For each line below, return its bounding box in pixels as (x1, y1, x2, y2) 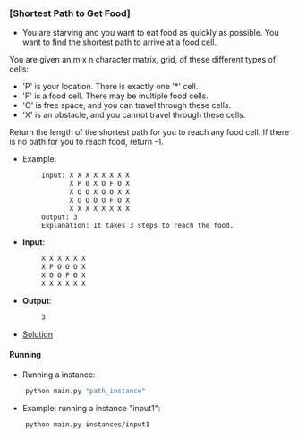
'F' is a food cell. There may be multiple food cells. (21, 90, 209, 101)
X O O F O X (41, 271, 87, 280)
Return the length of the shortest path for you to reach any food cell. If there (9, 127, 290, 138)
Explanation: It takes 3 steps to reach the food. (41, 221, 234, 230)
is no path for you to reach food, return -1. (9, 137, 164, 147)
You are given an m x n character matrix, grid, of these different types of (9, 55, 277, 65)
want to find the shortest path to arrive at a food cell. (21, 37, 217, 47)
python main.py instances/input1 (25, 419, 150, 429)
